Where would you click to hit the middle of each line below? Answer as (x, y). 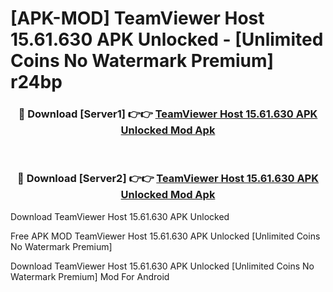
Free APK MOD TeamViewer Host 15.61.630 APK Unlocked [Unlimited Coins (165, 236)
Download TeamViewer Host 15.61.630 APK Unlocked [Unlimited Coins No (162, 266)
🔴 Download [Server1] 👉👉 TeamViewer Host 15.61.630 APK (168, 114)
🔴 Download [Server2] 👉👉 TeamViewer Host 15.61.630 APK (168, 179)
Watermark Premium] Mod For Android (90, 276)
